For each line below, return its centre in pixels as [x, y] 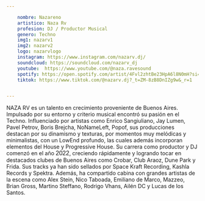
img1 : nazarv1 [35, 40]
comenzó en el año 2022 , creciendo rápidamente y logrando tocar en [94, 153]
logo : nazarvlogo [39, 52]
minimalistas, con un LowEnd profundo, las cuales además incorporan [95, 141]
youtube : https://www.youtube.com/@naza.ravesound [84, 68]
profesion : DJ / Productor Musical [63, 29]
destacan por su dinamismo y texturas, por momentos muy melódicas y [96, 134]
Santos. [16, 192]
